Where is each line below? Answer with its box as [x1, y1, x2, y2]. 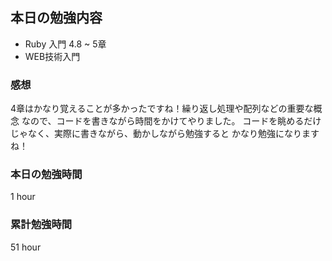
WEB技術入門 [24, 50, 81, 62]
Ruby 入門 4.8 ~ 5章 [24, 38, 107, 50]
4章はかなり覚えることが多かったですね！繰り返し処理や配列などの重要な [10, 103, 314, 115]
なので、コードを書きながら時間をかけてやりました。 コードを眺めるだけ [21, 115, 322, 127]
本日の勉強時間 [10, 168, 83, 182]
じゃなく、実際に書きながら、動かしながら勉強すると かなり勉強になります [10, 128, 320, 140]
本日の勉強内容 [10, 9, 103, 27]
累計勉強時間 [10, 218, 73, 232]
